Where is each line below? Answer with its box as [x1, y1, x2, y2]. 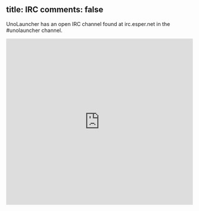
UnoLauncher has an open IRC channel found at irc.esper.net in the [6, 20, 171, 27]
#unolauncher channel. [6, 27, 63, 34]
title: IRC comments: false [6, 5, 104, 15]
